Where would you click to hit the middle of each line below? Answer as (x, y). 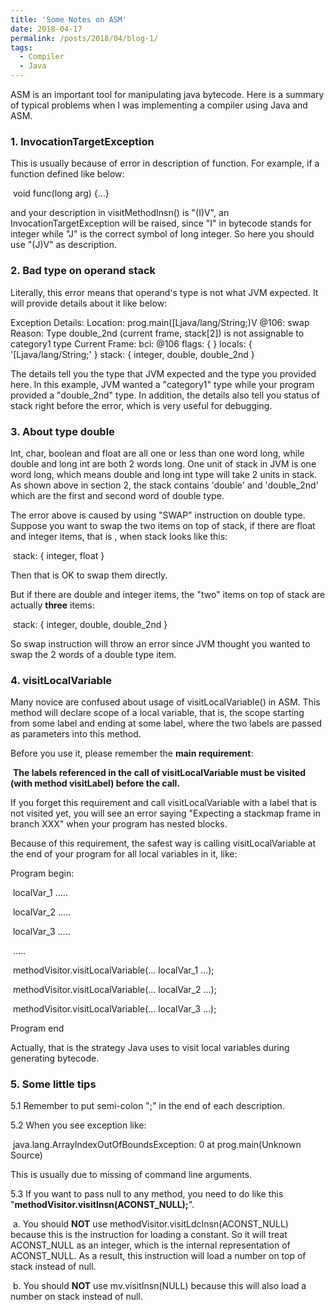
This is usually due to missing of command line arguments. (131, 1175)
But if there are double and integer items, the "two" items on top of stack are (168, 594)
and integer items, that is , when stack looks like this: (119, 536)
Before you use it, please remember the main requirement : (132, 753)
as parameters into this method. (76, 734)
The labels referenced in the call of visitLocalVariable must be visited (159, 773)
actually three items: (52, 605)
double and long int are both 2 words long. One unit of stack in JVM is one (163, 463)
